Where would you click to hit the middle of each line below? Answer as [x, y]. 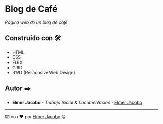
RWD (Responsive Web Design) [43, 72]
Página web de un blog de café [36, 22]
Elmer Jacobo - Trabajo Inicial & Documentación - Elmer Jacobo [77, 102]
